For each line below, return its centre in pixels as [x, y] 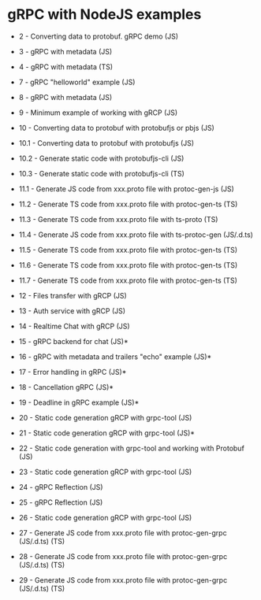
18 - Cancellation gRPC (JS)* [66, 387]
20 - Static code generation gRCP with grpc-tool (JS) [105, 417]
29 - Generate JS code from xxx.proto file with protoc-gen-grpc [123, 580]
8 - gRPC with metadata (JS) [65, 97]
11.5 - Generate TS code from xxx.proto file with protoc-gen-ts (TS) [128, 250]
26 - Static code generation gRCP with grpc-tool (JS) [105, 517]
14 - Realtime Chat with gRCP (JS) [75, 326]
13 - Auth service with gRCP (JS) [72, 311]
